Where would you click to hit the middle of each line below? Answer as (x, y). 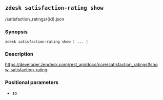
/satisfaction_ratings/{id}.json (35, 19)
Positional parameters (32, 82)
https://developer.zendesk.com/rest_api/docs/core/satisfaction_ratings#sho (81, 65)
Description (19, 54)
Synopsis (16, 32)
